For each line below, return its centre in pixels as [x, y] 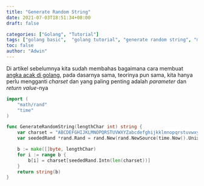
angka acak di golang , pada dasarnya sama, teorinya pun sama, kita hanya [100, 75]
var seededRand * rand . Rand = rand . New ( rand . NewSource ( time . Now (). [103, 138]
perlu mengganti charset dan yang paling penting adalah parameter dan [97, 81]
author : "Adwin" [27, 51]
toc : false [20, 46]
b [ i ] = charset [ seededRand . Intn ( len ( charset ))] [89, 160]
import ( [17, 99]
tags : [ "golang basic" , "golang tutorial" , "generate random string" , [99, 40]
